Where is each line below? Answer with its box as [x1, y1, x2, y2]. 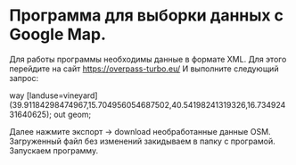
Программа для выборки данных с [9, 5, 284, 26]
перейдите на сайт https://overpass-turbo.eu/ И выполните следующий [9, 63, 279, 74]
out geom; [53, 109, 92, 120]
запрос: [9, 72, 39, 83]
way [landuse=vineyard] [9, 90, 98, 101]
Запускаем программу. [9, 144, 99, 156]
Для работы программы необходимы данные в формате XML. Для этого [9, 54, 287, 64]
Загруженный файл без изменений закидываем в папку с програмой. [9, 136, 275, 146]
